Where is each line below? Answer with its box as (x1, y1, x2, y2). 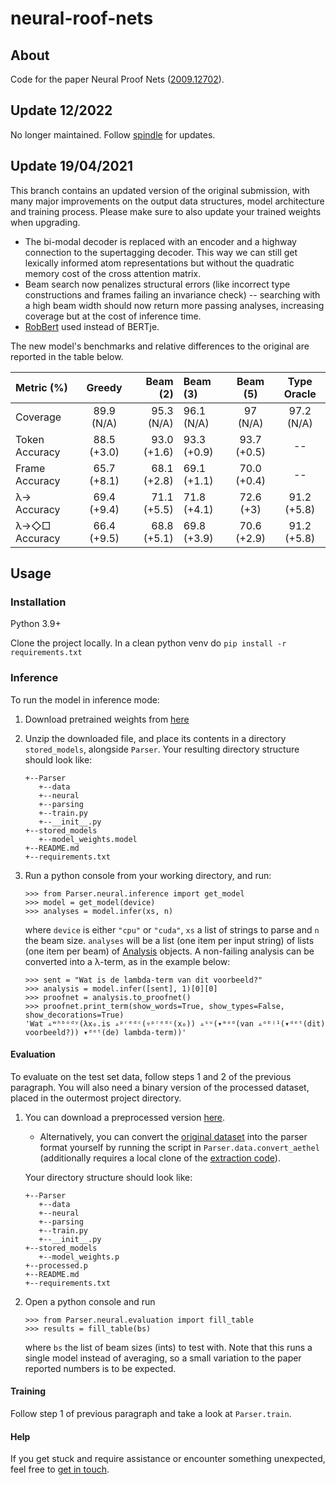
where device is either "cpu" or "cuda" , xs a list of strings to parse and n (24, 923, 320, 936)
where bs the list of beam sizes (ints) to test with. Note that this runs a (24, 1341, 313, 1353)
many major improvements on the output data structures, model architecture (10, 195, 325, 207)
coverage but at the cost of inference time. (24, 310, 202, 322)
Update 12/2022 (10, 102, 113, 119)
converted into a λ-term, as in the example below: (24, 955, 231, 967)
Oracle (283, 387, 317, 401)
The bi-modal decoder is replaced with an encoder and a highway (24, 235, 297, 247)
